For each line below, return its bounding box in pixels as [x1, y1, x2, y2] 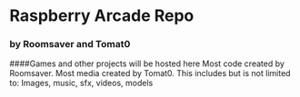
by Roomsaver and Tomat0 [9, 38, 131, 51]
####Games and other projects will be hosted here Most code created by [9, 58, 285, 69]
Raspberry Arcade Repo [9, 5, 195, 26]
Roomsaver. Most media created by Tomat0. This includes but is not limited [9, 68, 291, 79]
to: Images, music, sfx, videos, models [9, 78, 154, 89]
